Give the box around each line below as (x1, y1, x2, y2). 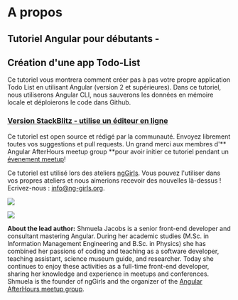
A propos (7, 4, 63, 21)
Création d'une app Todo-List (7, 56, 141, 68)
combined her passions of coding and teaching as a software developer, (7, 247, 220, 255)
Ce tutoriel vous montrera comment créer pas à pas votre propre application (7, 75, 231, 84)
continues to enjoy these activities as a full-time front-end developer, (7, 262, 210, 270)
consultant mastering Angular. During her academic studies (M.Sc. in (7, 232, 210, 240)
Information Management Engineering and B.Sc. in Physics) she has (7, 239, 206, 247)
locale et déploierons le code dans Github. (7, 98, 131, 107)
